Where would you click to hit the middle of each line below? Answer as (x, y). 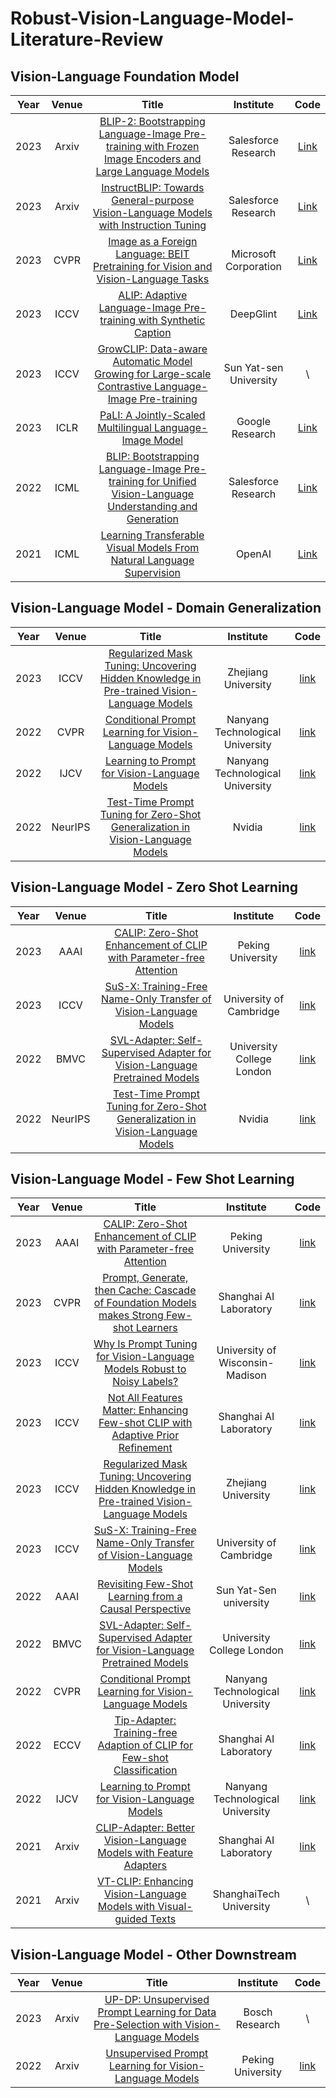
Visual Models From (153, 547)
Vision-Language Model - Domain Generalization (166, 608)
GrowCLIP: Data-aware (152, 349)
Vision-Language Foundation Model (125, 76)
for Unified (171, 481)
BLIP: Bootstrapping (152, 456)
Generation (152, 519)
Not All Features (145, 1398)
